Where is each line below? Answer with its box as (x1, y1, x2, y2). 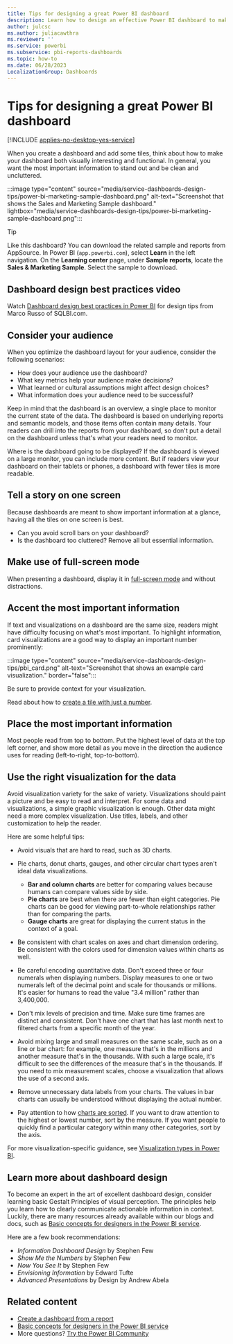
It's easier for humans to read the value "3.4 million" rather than (17, 989, 200, 997)
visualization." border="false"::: (7, 671, 97, 679)
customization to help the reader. (7, 819, 102, 828)
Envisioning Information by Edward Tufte (17, 1268, 134, 1277)
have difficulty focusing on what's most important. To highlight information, (7, 628, 222, 636)
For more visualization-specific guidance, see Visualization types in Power (7, 1144, 220, 1152)
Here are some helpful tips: (7, 832, 85, 841)
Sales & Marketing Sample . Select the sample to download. (7, 263, 178, 271)
